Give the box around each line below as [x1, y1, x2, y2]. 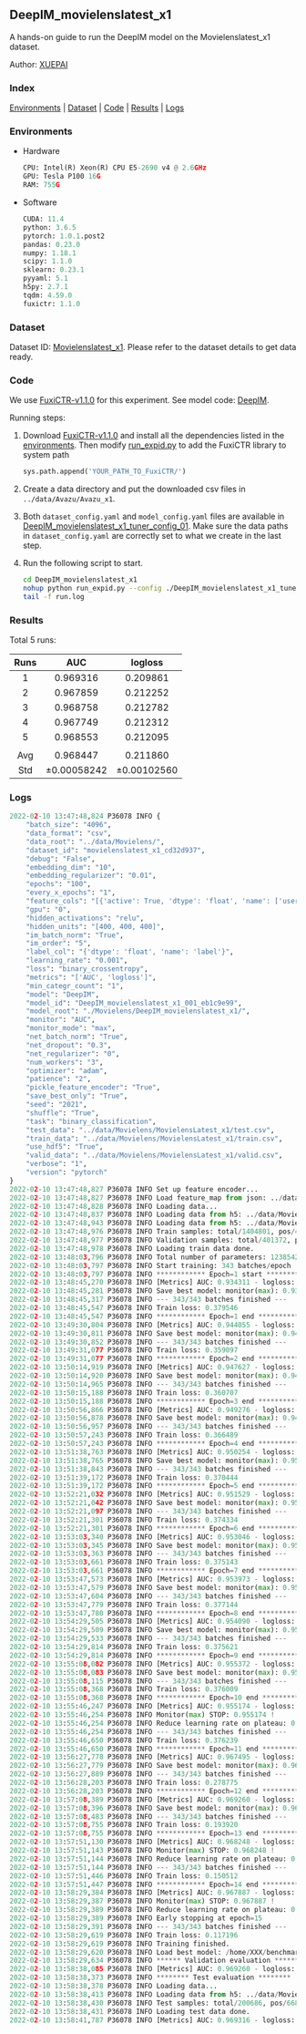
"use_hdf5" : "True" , [25, 1142, 104, 1151]
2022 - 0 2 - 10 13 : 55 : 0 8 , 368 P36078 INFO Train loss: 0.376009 [9, 1685, 239, 1694]
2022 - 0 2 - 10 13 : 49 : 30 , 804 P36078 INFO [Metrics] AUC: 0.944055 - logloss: [9, 1320, 296, 1329]
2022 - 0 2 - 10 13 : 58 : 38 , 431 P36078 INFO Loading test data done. [9, 2007, 250, 2016]
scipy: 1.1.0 [22, 257, 73, 266]
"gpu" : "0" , [25, 904, 71, 914]
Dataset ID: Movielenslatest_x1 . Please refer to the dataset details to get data [9, 341, 297, 352]
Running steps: [9, 412, 66, 423]
